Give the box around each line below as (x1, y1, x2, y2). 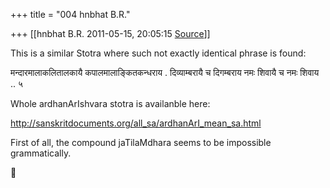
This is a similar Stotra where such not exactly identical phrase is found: (10, 47, 307, 59)
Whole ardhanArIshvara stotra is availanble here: (10, 98, 211, 109)
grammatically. (10, 147, 72, 159)
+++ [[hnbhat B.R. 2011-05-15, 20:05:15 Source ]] (10, 28, 211, 39)
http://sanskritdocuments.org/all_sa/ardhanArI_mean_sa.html (10, 117, 262, 129)
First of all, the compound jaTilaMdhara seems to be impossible (10, 137, 272, 148)
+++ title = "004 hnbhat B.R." (10, 9, 131, 20)
